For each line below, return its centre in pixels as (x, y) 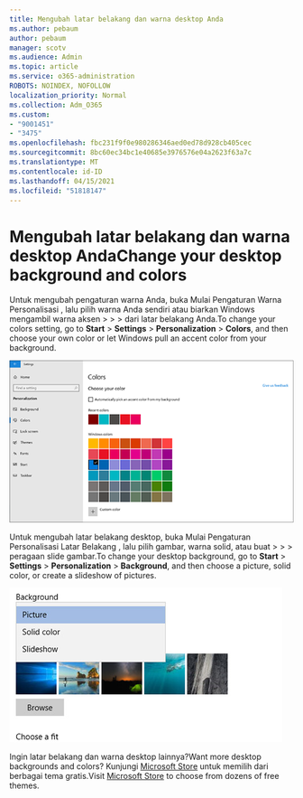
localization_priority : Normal (68, 95)
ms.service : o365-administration (72, 77)
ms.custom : (30, 114)
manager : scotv (38, 48)
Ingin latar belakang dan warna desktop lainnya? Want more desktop (135, 756)
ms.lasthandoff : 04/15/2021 (62, 181)
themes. (24, 785)
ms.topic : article (44, 67)
